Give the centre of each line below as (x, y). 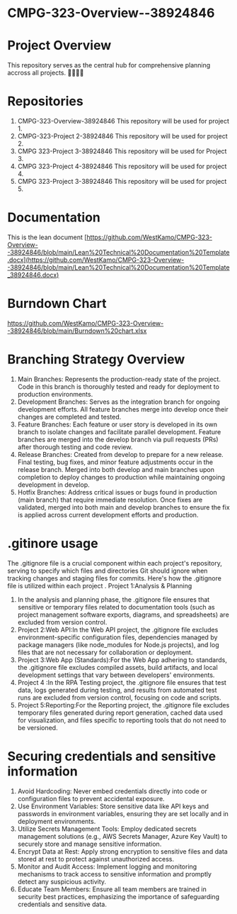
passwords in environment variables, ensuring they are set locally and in (123, 813)
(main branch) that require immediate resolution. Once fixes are (110, 500)
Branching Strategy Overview (96, 359)
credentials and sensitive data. (62, 904)
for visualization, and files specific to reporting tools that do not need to (122, 720)
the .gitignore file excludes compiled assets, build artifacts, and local (117, 667)
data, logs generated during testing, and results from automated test (117, 690)
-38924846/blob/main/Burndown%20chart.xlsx (77, 331)
